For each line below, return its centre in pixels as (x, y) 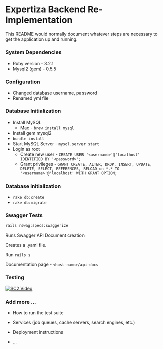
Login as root (26, 149)
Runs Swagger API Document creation (45, 235)
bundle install (28, 139)
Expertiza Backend (45, 9)
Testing (15, 277)
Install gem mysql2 (32, 133)
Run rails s (18, 255)
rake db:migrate (29, 203)
